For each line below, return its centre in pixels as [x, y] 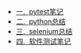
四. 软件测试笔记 [43, 41]
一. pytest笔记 [39, 11]
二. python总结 [40, 21]
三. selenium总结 [44, 31]
